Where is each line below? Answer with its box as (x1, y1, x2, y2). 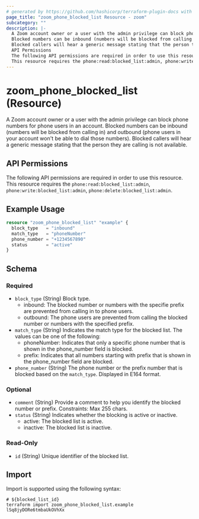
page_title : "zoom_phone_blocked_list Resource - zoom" (6, 14, 147, 20)
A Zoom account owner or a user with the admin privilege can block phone (6, 116, 189, 123)
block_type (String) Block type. (14, 295, 91, 302)
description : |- (6, 25, 46, 31)
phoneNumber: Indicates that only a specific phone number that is (23, 339, 185, 346)
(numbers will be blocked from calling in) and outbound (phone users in (6, 129, 181, 136)
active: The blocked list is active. (23, 418, 104, 425)
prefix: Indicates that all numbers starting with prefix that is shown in (23, 352, 191, 359)
